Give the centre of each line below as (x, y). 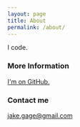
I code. (17, 48)
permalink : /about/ (36, 27)
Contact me (28, 100)
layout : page (27, 14)
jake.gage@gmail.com (40, 116)
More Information (38, 66)
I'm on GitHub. (29, 81)
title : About (27, 21)
